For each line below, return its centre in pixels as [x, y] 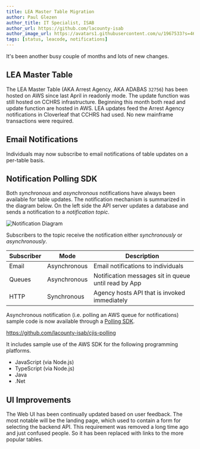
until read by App [117, 283]
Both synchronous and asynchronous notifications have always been [91, 193]
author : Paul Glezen [32, 17]
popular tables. [25, 439]
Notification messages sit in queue [142, 276]
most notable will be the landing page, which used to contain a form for [93, 420]
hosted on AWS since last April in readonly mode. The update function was [98, 95]
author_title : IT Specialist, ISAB [50, 23]
